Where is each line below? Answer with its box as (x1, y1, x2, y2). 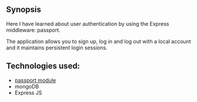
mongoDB (14, 83, 39, 90)
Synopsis (6, 5, 41, 15)
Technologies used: (6, 61, 81, 71)
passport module (14, 76, 56, 84)
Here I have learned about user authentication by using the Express (6, 20, 169, 27)
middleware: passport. (6, 26, 61, 33)
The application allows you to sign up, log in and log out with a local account (6, 38, 191, 45)
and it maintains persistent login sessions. (6, 44, 108, 51)
